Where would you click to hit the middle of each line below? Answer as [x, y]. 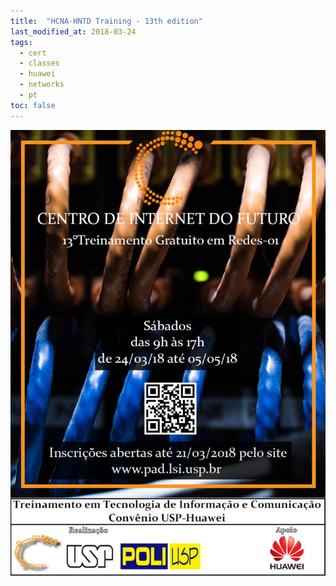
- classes [39, 63]
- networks [42, 85]
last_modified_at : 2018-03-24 [73, 31]
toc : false [33, 105]
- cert [33, 53]
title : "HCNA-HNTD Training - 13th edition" [106, 21]
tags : [21, 42]
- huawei [37, 74]
